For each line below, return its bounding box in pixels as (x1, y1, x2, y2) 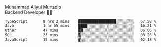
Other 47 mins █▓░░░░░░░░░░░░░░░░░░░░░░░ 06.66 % (5, 28, 156, 33)
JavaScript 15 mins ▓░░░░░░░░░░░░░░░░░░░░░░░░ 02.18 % (5, 37, 156, 42)
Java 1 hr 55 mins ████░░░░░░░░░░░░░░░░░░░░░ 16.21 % (5, 23, 156, 28)
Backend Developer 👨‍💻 (5, 9, 53, 15)
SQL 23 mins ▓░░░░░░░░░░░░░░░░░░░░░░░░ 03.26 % (5, 32, 156, 37)
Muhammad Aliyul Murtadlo (5, 4, 62, 10)
